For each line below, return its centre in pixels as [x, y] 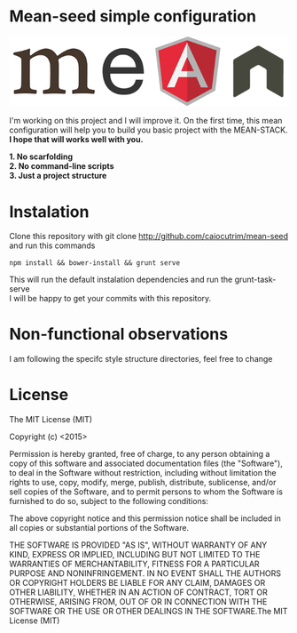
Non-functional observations [119, 334]
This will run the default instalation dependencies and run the [121, 280]
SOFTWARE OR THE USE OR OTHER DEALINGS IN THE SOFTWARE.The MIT [148, 612]
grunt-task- [255, 280]
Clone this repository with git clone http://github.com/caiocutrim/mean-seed [149, 236]
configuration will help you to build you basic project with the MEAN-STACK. [148, 130]
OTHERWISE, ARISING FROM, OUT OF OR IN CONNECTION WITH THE [138, 602]
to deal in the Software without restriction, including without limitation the [143, 473]
